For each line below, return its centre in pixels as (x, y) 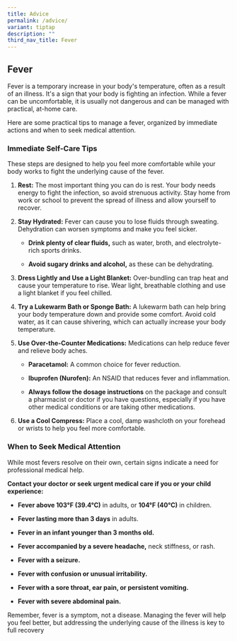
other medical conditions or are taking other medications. (112, 407)
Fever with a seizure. (49, 560)
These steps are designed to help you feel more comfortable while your (111, 164)
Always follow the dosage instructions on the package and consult (127, 392)
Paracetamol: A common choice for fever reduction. (104, 365)
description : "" (31, 34)
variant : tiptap (31, 27)
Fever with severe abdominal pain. (69, 601)
